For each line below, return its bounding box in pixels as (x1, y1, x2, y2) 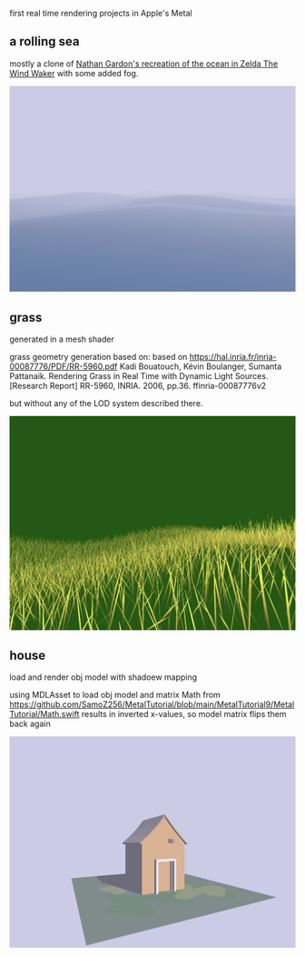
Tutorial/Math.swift (9, 709, 80, 720)
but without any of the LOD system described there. (9, 398, 203, 409)
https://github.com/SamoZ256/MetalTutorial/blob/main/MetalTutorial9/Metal (9, 699, 295, 710)
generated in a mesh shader (9, 334, 115, 344)
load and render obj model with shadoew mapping (9, 672, 198, 683)
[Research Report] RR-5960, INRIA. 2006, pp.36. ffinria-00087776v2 (9, 381, 267, 392)
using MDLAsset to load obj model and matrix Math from (9, 690, 221, 701)
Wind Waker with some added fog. (9, 67, 139, 78)
